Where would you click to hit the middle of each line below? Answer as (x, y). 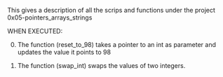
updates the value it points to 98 (64, 52)
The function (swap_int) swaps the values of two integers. (101, 65)
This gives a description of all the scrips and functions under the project (111, 10)
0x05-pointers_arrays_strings (50, 17)
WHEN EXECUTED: (35, 31)
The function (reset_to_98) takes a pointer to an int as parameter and (116, 44)
